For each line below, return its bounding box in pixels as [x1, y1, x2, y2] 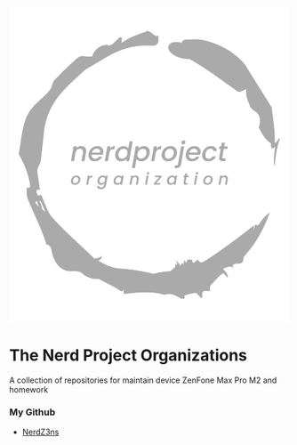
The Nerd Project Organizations [9, 345, 247, 365]
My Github [9, 406, 56, 418]
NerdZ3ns [21, 426, 60, 437]
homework [9, 384, 49, 394]
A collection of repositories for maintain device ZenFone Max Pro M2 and [9, 375, 277, 385]
